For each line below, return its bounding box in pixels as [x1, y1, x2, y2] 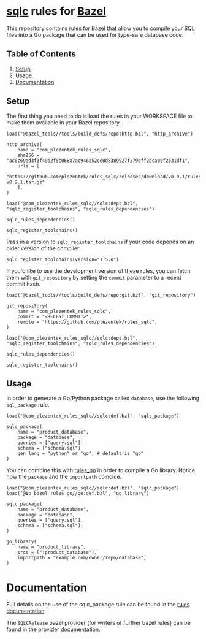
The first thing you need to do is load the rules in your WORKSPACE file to [6, 112, 193, 120]
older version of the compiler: [6, 244, 82, 252]
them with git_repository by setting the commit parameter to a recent [6, 274, 182, 281]
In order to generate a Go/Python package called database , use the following [6, 394, 200, 402]
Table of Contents [6, 49, 77, 59]
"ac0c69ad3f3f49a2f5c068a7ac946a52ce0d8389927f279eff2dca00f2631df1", [6, 158, 191, 164]
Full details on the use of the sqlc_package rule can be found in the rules [6, 601, 190, 608]
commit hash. [6, 280, 41, 288]
